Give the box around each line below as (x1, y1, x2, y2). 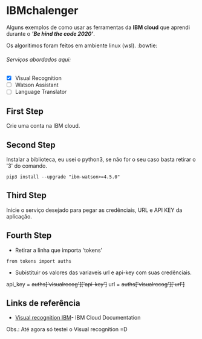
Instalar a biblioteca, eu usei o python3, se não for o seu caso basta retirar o (6, 156, 196, 163)
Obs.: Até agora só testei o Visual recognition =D (6, 326, 128, 333)
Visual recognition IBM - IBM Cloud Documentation (15, 314, 141, 321)
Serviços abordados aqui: (6, 56, 71, 63)
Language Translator (15, 88, 67, 96)
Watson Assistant (15, 81, 59, 88)
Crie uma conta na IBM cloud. (6, 122, 80, 130)
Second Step (6, 140, 56, 150)
